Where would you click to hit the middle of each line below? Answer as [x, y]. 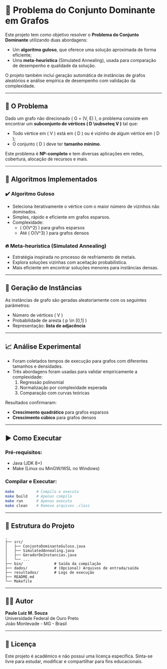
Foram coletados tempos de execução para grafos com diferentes [80, 361]
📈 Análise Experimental [43, 346]
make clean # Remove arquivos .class [48, 506]
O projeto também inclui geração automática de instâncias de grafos [75, 75]
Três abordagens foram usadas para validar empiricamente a [75, 372]
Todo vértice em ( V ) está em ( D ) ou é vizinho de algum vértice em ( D [86, 133]
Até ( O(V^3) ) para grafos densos [54, 233]
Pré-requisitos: [24, 452]
